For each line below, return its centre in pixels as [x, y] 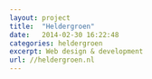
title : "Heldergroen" [52, 26]
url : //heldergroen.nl [52, 60]
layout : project [40, 18]
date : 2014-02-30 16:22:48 [64, 35]
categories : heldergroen [56, 43]
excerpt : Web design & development [76, 52]
